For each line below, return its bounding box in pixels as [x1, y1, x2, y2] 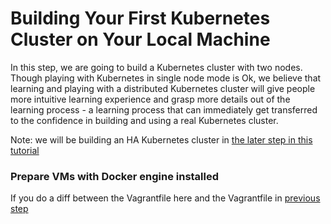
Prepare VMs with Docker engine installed [10, 169, 220, 183]
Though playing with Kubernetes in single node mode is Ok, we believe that [10, 72, 322, 84]
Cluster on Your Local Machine [10, 28, 271, 51]
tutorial [10, 144, 40, 156]
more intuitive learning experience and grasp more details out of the [10, 93, 291, 105]
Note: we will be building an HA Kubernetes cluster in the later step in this [10, 133, 313, 146]
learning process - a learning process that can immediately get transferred [10, 103, 318, 116]
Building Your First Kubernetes [10, 7, 271, 30]
